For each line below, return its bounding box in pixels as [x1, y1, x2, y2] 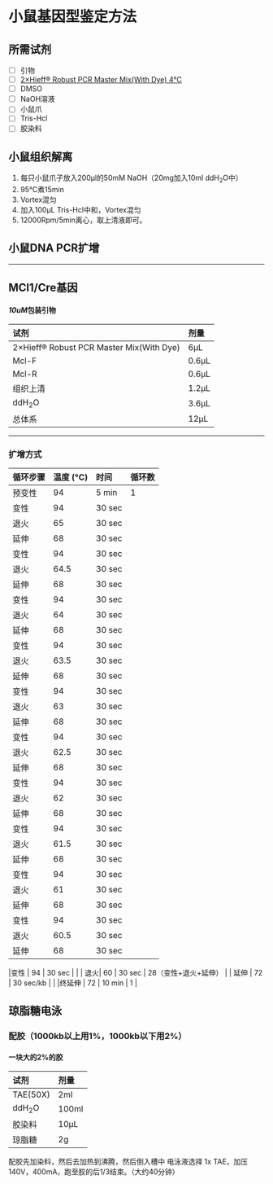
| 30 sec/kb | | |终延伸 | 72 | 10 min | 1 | [8, 978, 138, 988]
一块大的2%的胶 [8, 1052, 63, 1062]
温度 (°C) [53, 471, 89, 483]
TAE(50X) [12, 1089, 50, 1100]
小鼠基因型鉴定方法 [8, 7, 137, 26]
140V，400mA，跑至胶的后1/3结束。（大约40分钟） [8, 1166, 180, 1177]
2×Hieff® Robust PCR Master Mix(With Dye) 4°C [19, 75, 183, 85]
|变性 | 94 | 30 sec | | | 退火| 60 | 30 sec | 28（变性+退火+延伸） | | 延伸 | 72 [8, 967, 263, 977]
